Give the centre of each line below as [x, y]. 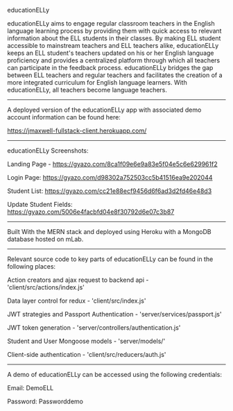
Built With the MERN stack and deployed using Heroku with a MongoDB [109, 232]
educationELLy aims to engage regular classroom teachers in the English [111, 23]
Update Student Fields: [40, 204]
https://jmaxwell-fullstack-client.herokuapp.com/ [77, 131]
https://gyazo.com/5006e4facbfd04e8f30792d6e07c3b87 [91, 212]
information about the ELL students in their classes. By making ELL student [114, 38]
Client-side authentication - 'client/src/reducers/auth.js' [87, 354]
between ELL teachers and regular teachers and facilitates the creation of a [115, 75]
